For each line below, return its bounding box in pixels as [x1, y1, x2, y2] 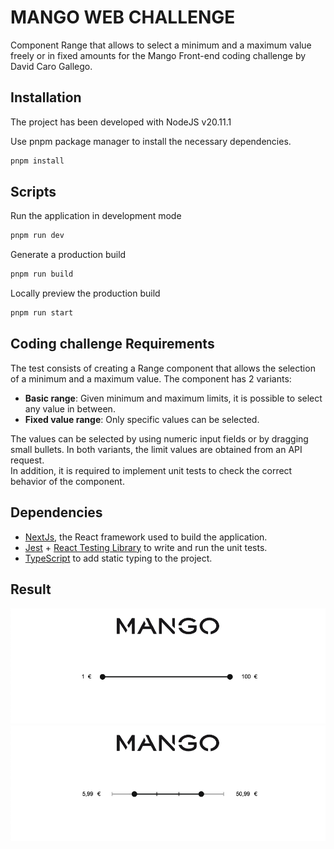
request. [10, 454, 45, 466]
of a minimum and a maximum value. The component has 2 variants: [10, 372, 292, 385]
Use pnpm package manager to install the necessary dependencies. [10, 135, 292, 147]
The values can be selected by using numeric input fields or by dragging [10, 432, 309, 445]
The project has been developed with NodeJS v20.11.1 [10, 116, 232, 128]
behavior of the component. [10, 475, 125, 487]
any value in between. [24, 402, 116, 415]
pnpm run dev [10, 231, 65, 241]
